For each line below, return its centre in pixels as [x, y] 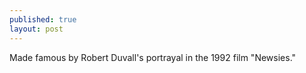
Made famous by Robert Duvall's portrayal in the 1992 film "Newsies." [153, 57]
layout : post [36, 29]
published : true [43, 19]
